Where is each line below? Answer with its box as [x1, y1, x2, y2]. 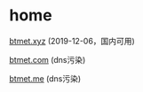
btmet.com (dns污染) [9, 54, 86, 65]
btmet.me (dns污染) [9, 73, 82, 84]
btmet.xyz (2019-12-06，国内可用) [9, 35, 135, 46]
